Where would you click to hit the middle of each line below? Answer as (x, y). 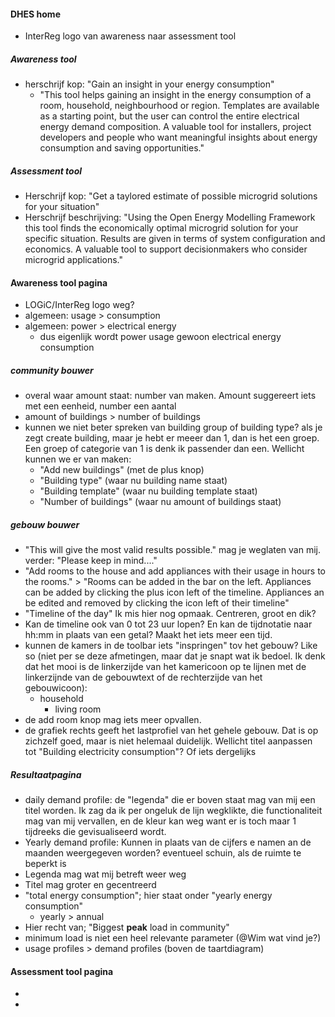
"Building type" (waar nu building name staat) (133, 481)
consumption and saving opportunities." (122, 148)
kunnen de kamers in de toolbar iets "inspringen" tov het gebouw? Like (171, 646)
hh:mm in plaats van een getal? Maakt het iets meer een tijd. (148, 635)
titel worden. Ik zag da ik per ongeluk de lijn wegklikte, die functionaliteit (173, 811)
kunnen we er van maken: (78, 459)
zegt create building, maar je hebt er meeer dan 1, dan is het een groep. (172, 438)
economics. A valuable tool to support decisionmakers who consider (166, 249)
